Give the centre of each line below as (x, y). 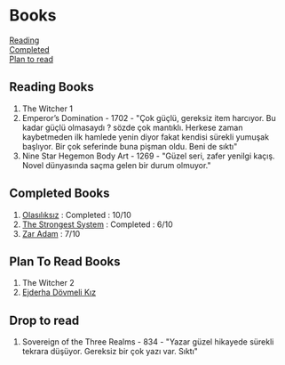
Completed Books (59, 194)
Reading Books (52, 87)
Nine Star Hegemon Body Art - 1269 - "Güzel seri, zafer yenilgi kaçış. (148, 156)
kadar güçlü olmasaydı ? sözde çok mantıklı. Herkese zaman (132, 127)
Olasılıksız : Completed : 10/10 (76, 215)
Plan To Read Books (65, 261)
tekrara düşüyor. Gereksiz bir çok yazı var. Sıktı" (110, 352)
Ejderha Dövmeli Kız (59, 292)
